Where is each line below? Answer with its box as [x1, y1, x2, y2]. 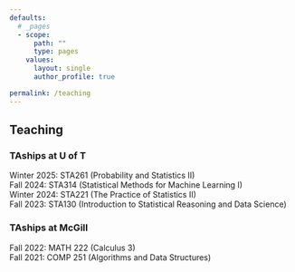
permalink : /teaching [9, 88, 91, 98]
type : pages [33, 47, 79, 56]
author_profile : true [33, 73, 116, 82]
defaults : [9, 13, 47, 23]
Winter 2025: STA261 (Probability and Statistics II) [9, 170, 195, 181]
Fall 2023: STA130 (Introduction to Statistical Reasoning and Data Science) [9, 199, 287, 209]
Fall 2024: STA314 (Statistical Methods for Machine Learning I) [9, 180, 243, 190]
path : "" [33, 38, 67, 48]
